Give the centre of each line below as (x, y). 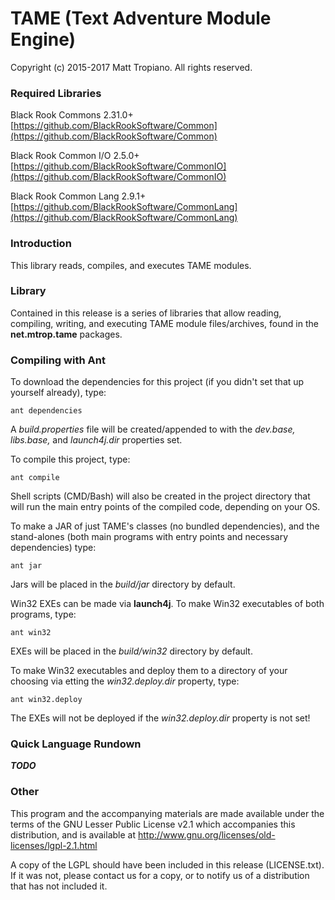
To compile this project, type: (70, 459)
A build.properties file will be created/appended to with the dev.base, (153, 429)
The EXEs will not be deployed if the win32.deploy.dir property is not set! (160, 718)
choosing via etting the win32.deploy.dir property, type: (125, 681)
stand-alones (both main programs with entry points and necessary (149, 537)
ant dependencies (46, 411)
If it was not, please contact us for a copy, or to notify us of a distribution (160, 875)
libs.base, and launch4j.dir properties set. (96, 440)
